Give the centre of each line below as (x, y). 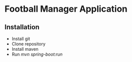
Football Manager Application (66, 9)
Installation (22, 27)
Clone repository (29, 44)
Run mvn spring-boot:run (37, 54)
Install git (21, 39)
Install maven (25, 49)
